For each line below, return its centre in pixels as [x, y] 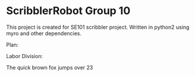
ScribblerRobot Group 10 [68, 11]
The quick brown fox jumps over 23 [50, 67]
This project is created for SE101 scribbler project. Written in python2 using [98, 27]
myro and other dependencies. [44, 33]
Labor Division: [25, 56]
